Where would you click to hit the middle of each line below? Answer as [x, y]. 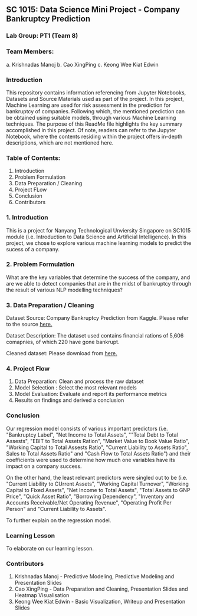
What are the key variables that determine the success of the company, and [98, 277]
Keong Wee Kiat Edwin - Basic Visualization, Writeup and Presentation [100, 602]
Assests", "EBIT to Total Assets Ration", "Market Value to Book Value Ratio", [98, 441]
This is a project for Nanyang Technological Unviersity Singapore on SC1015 [98, 230]
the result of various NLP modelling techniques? [64, 290]
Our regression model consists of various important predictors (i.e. [87, 428]
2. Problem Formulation [40, 264]
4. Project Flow [28, 369]
